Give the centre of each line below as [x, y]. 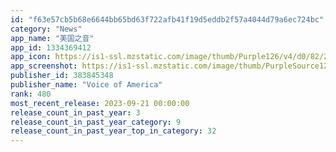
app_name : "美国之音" [52, 38]
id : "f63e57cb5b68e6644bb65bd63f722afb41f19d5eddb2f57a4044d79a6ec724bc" [167, 19]
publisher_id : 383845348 [62, 76]
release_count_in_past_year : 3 [75, 112]
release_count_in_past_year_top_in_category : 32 [113, 131]
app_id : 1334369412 [51, 47]
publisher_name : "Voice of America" [86, 85]
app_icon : [31, 57]
